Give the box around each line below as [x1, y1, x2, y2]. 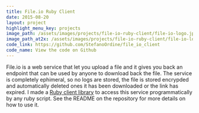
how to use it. [6, 101, 40, 108]
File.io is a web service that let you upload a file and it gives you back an [6, 63, 183, 70]
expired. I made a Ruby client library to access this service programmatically [6, 88, 192, 95]
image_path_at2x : [6, 36, 49, 42]
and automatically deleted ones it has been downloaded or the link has [6, 82, 179, 89]
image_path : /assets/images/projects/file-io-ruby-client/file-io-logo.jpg [6, 31, 197, 37]
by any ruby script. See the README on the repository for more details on [6, 95, 186, 102]
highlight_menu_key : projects [6, 25, 81, 31]
